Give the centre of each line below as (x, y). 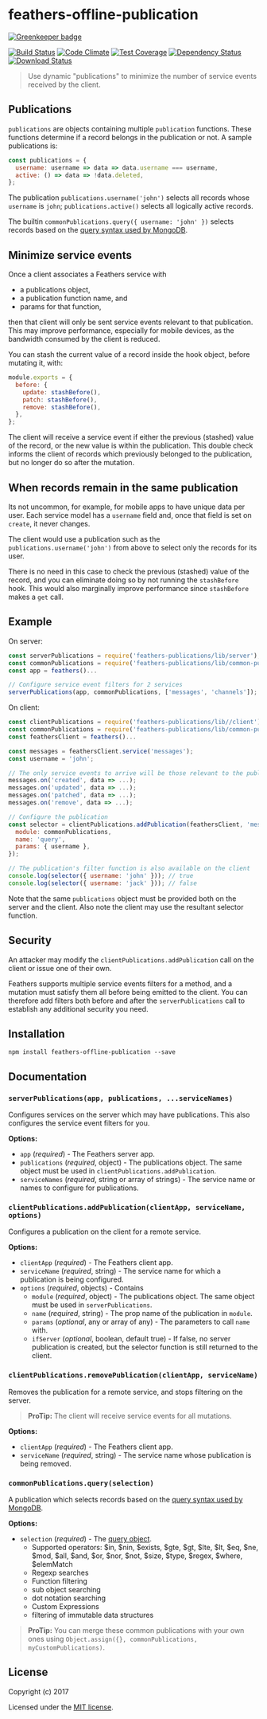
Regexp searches (60, 1573)
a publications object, (55, 290)
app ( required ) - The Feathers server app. (87, 1154)
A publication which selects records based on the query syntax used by (126, 1500)
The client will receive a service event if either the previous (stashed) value (131, 437)
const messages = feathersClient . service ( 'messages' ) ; (101, 751)
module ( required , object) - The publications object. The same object (143, 1297)
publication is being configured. (72, 1279)
